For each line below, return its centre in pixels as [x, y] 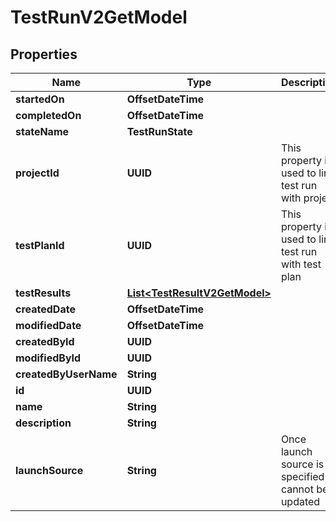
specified [302, 476]
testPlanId [40, 245]
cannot [297, 489]
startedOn [40, 99]
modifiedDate [48, 325]
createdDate [45, 309]
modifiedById [48, 358]
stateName [42, 131]
